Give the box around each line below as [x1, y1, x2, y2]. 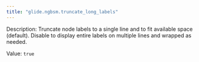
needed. [6, 38, 27, 45]
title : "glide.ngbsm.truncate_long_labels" [6, 8, 119, 15]
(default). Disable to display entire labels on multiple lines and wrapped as [6, 31, 192, 39]
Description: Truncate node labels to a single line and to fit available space [6, 25, 193, 33]
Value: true [6, 49, 35, 57]
